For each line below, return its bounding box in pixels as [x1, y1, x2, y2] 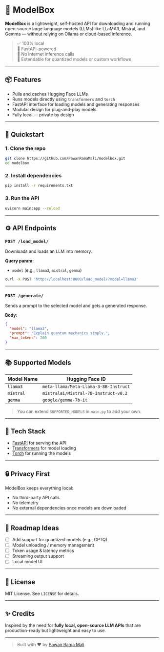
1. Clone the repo [5, 145, 46, 152]
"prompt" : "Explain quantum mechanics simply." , [9, 331, 110, 336]
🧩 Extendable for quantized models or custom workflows [17, 56, 131, 62]
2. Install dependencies [5, 172, 62, 179]
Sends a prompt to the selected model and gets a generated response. [5, 303, 147, 309]
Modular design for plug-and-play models [12, 106, 97, 112]
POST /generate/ [5, 293, 44, 299]
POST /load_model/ [5, 239, 49, 244]
